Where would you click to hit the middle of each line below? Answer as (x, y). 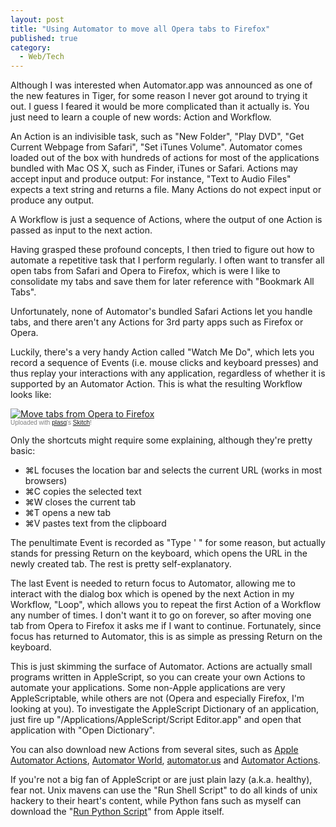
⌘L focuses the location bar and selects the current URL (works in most (173, 470)
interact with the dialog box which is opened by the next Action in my (152, 594)
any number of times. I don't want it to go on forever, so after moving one (161, 615)
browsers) (46, 481)
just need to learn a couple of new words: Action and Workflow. (141, 117)
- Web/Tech (42, 57)
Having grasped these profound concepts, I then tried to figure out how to (162, 250)
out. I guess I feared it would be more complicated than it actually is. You (160, 107)
